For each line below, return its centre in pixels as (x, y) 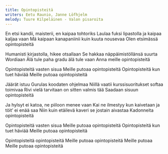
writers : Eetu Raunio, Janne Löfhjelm (46, 15)
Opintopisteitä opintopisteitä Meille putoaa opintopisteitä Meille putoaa (79, 141)
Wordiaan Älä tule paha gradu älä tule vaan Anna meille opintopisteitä (78, 60)
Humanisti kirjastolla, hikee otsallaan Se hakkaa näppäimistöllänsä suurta (81, 54)
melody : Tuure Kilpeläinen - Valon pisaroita (54, 19)
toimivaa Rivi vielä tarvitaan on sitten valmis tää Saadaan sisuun (72, 90)
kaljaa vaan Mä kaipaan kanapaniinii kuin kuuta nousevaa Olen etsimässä (82, 39)
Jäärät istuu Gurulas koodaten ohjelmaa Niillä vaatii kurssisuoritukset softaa (84, 84)
